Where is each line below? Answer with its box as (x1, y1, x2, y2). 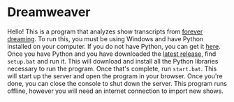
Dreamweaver (7, 4, 91, 20)
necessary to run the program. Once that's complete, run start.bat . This (7, 64, 217, 73)
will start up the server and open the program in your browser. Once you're (7, 71, 224, 80)
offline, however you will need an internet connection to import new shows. (7, 87, 224, 95)
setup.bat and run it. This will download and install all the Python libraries (7, 57, 219, 65)
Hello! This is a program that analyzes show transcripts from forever (7, 27, 203, 36)
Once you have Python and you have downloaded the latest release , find (7, 50, 217, 58)
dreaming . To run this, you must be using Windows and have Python (7, 34, 204, 43)
